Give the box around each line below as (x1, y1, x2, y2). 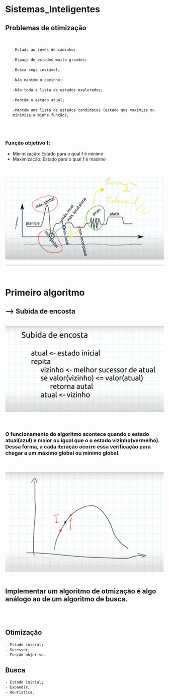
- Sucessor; (5, 647, 30, 652)
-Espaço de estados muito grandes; (12, 57, 88, 62)
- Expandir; (5, 685, 30, 690)
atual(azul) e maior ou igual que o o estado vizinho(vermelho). (5, 437, 160, 444)
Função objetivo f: (5, 139, 50, 146)
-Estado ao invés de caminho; (12, 47, 76, 52)
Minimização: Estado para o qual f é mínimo (12, 151, 104, 157)
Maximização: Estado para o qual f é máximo (12, 156, 106, 162)
